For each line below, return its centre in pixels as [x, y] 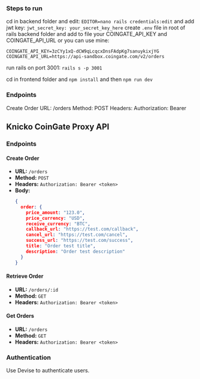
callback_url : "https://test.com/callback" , [82, 229]
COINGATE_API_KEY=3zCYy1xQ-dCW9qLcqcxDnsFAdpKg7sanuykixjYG [83, 51]
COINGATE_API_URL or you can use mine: [58, 41]
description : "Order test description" [76, 251]
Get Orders [20, 316]
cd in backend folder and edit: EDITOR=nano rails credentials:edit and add [100, 22]
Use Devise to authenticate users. [48, 371]
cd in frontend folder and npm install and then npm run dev [79, 80]
